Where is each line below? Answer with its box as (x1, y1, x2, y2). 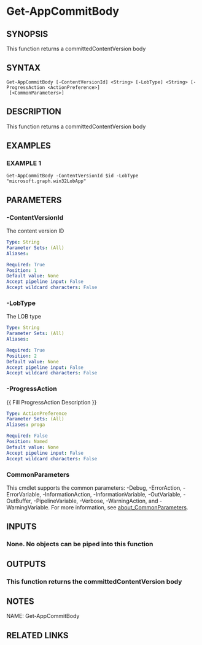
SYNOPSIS (6, 29, 49, 39)
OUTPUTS (6, 558, 46, 569)
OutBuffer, (6, 497, 33, 504)
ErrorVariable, (6, 490, 42, 498)
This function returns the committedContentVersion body (6, 577, 182, 585)
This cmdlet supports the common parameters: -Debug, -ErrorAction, (6, 484, 182, 492)
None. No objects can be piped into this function (6, 540, 153, 549)
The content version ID (6, 227, 64, 234)
